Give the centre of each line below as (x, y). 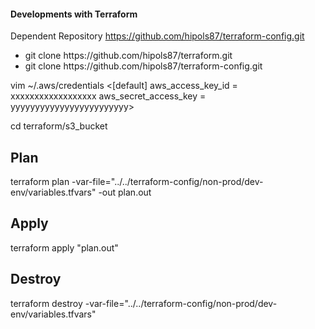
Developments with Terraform (74, 14)
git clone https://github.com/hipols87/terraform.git (128, 56)
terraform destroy (46, 303)
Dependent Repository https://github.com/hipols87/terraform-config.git (157, 36)
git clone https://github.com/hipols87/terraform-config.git (143, 66)
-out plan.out (125, 192)
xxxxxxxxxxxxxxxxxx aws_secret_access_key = (108, 96)
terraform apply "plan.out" (64, 247)
